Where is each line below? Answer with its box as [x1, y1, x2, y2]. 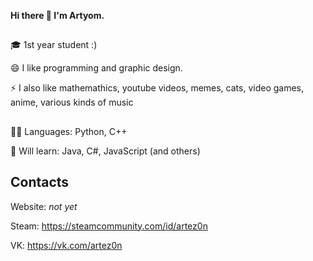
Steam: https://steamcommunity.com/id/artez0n [10, 220, 208, 232]
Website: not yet [10, 200, 78, 212]
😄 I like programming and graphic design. [10, 62, 183, 74]
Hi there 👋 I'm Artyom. [10, 10, 105, 21]
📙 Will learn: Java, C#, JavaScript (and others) [10, 145, 201, 157]
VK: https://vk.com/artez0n [10, 239, 123, 251]
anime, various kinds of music [10, 96, 134, 109]
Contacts [10, 174, 70, 191]
